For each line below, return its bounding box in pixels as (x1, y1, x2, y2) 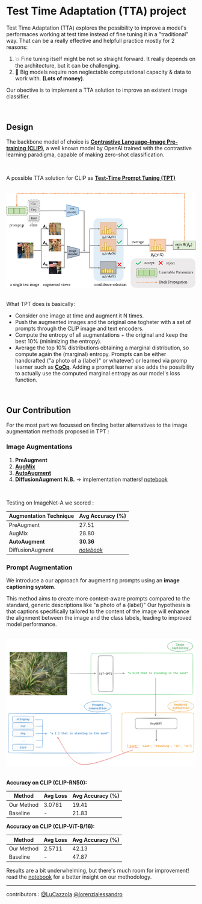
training (6, 144, 26, 151)
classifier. (6, 92, 30, 100)
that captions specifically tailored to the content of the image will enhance (6, 608, 189, 615)
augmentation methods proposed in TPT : (6, 427, 109, 435)
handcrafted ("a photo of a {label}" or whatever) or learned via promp (14, 357, 188, 364)
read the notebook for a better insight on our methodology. (6, 873, 152, 880)
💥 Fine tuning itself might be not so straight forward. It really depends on (14, 55, 196, 62)
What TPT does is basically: (6, 300, 75, 307)
